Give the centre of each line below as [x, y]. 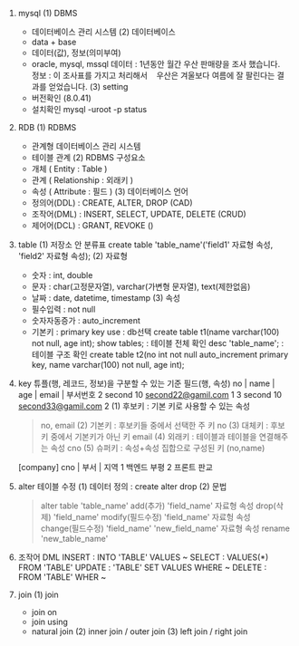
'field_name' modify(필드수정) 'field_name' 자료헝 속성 [152, 517]
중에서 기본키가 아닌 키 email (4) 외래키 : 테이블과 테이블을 [154, 437]
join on [44, 612]
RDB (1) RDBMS [47, 127]
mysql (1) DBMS [48, 13]
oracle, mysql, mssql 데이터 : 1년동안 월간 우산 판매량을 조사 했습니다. [156, 64]
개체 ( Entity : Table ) [69, 169]
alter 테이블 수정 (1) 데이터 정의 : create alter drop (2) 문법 [122, 487]
